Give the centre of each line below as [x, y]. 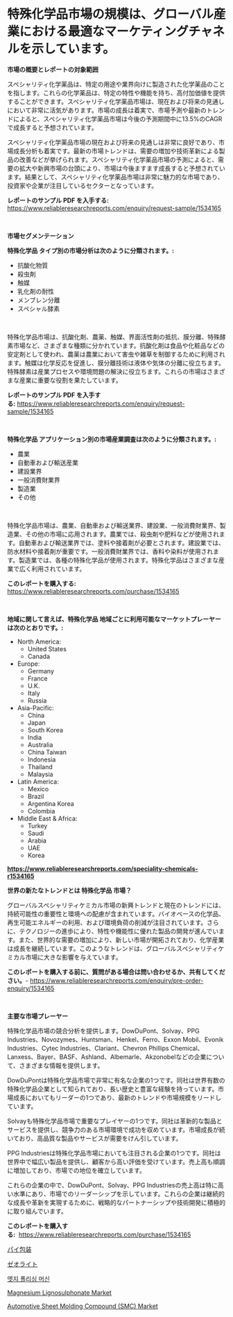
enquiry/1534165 [31, 988]
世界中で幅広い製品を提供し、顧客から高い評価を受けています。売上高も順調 [116, 1162]
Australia [40, 744]
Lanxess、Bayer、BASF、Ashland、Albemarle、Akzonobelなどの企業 [107, 1057]
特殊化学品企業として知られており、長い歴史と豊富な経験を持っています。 [113, 1089]
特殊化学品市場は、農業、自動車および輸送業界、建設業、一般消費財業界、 [113, 525]
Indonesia [42, 759]
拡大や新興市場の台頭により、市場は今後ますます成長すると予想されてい [122, 168]
